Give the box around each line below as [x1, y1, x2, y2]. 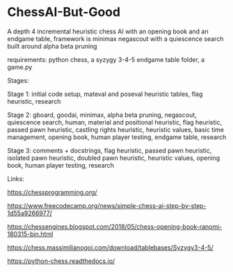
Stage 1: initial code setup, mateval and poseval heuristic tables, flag [7, 90, 203, 98]
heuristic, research [7, 97, 61, 105]
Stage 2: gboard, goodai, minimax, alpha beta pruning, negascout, [7, 111, 197, 119]
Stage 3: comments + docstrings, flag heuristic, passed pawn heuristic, [7, 146, 212, 154]
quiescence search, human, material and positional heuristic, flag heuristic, [7, 118, 223, 126]
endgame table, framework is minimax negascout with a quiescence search [7, 34, 224, 42]
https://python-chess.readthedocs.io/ [7, 257, 115, 265]
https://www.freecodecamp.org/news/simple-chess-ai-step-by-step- [7, 201, 207, 209]
